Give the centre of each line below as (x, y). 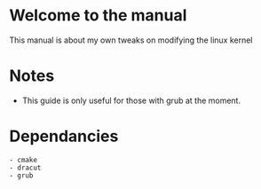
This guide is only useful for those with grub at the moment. (131, 100)
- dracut (25, 168)
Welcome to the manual (98, 16)
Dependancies (64, 136)
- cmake (24, 160)
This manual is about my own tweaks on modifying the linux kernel (131, 40)
